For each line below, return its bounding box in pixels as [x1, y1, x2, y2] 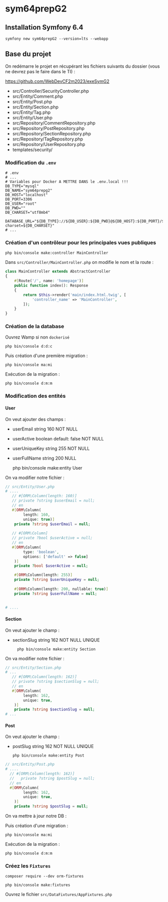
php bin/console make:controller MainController [5, 250, 108, 256]
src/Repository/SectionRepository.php [12, 130, 91, 136]
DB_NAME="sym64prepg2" [5, 188, 52, 193]
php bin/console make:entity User [12, 465, 82, 471]
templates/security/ [12, 146, 53, 153]
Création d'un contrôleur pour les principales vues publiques [5, 239, 156, 246]
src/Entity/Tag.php [12, 109, 51, 115]
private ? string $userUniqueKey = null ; [14, 577, 99, 582]
